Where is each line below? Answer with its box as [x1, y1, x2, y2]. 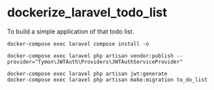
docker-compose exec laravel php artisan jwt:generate [7, 70, 168, 77]
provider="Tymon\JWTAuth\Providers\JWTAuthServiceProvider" [7, 58, 184, 65]
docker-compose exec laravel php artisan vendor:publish [7, 52, 174, 59]
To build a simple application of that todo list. [7, 27, 134, 35]
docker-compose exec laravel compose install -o [7, 40, 149, 47]
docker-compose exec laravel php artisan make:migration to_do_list [7, 76, 208, 83]
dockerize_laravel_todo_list [7, 5, 167, 20]
